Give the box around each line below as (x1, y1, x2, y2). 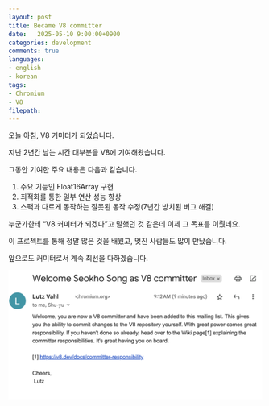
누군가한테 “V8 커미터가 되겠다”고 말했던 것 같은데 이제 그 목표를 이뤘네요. (8, 219, 241, 229)
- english (8, 64, 42, 72)
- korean (8, 72, 38, 81)
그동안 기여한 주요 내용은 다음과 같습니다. (8, 165, 138, 175)
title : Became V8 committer (8, 21, 103, 30)
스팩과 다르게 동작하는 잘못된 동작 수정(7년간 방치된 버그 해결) (19, 202, 215, 212)
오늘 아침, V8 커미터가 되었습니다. (8, 130, 114, 140)
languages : (8, 56, 45, 64)
